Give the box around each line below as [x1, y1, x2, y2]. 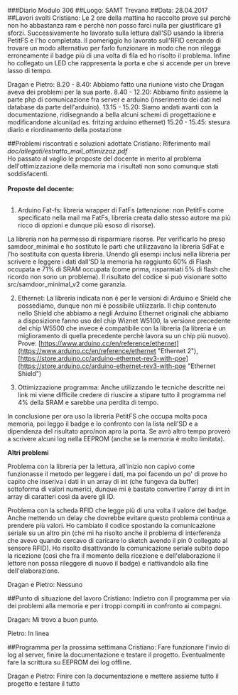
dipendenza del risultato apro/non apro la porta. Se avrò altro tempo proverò [7, 427, 231, 436]
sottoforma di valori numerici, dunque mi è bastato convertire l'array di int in [7, 485, 230, 493]
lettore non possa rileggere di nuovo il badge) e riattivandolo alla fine [7, 559, 209, 567]
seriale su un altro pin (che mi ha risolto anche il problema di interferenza [7, 529, 222, 537]
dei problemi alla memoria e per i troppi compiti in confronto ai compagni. [7, 602, 222, 610]
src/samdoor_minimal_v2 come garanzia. [7, 280, 127, 289]
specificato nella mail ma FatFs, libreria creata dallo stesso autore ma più [17, 213, 231, 222]
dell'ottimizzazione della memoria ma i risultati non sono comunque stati [7, 162, 219, 170]
